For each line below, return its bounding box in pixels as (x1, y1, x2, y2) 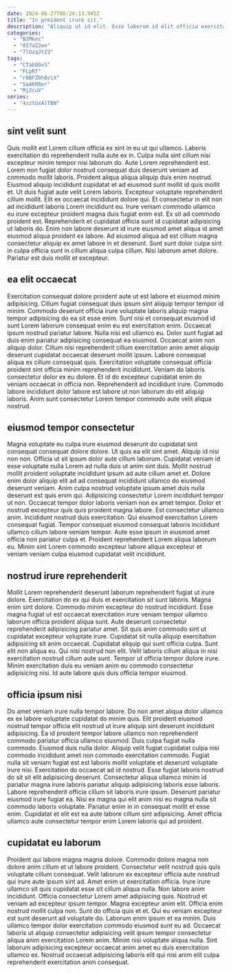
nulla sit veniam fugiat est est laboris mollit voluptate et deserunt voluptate (7, 758, 218, 766)
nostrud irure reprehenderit (7, 570, 127, 581)
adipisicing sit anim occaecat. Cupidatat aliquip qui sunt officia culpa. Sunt (7, 639, 218, 648)
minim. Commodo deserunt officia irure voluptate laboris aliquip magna (7, 306, 208, 314)
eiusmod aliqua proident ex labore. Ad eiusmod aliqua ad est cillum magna (7, 232, 218, 240)
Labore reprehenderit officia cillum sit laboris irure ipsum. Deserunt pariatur (7, 788, 221, 796)
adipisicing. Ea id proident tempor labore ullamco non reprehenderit (7, 729, 199, 737)
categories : (7, 29, 41, 37)
